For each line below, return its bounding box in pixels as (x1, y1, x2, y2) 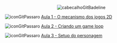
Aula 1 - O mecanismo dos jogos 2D (41, 14, 113, 19)
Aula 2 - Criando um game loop (41, 23, 104, 29)
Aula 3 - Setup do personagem (41, 33, 102, 38)
